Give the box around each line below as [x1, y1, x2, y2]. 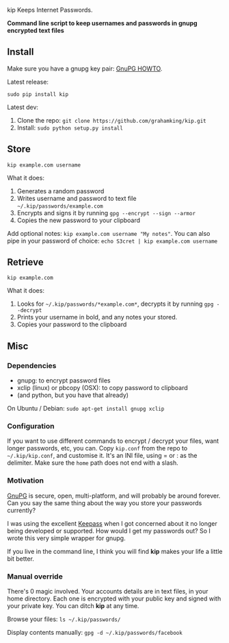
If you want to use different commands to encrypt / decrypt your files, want [7, 437, 219, 445]
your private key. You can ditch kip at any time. [7, 602, 139, 610]
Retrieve [7, 256, 44, 268]
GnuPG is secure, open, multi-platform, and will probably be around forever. [7, 492, 221, 500]
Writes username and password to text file [16, 194, 137, 202]
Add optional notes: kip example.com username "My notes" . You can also [7, 229, 211, 237]
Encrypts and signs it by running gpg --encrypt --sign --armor [16, 208, 196, 217]
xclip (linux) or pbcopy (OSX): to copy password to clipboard [16, 384, 188, 392]
